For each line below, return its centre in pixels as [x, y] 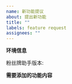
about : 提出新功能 [26, 17]
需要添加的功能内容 [29, 75]
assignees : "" [23, 33]
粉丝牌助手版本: [25, 63]
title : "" [18, 22]
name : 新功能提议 [25, 11]
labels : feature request [36, 28]
